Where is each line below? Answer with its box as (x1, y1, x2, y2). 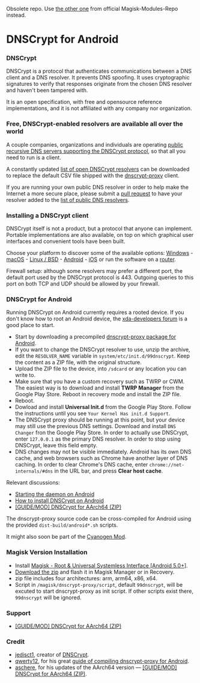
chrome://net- (149, 462, 185, 468)
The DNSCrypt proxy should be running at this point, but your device (14, 416, 185, 423)
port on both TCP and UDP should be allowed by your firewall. (6, 280, 160, 287)
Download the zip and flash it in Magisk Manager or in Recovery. (14, 568, 175, 575)
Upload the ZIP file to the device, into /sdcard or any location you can (14, 365, 187, 372)
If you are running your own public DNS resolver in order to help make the (6, 183, 189, 191)
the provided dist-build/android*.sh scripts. (6, 521, 118, 528)
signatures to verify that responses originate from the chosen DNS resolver (6, 81, 192, 88)
